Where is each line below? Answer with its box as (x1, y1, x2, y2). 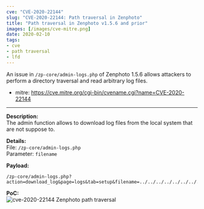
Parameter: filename (6, 150, 58, 158)
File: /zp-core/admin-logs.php (6, 144, 81, 151)
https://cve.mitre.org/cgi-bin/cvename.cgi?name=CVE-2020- (31, 88, 185, 96)
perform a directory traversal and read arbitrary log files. (6, 77, 148, 84)
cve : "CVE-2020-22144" (6, 8, 64, 15)
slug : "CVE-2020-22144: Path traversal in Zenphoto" (6, 15, 143, 21)
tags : (6, 37, 20, 43)
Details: (6, 137, 26, 144)
